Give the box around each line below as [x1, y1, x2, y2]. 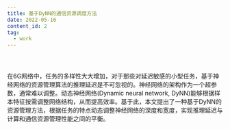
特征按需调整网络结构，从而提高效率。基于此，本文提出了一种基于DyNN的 [12, 98, 222, 106]
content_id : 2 [7, 23, 48, 29]
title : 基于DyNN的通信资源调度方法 [7, 10, 97, 17]
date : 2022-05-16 [7, 16, 57, 23]
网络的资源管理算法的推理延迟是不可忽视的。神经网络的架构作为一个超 [12, 81, 211, 89]
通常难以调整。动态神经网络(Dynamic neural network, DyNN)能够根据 [18, 89, 215, 98]
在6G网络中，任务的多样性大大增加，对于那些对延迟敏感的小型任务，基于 [7, 72, 214, 81]
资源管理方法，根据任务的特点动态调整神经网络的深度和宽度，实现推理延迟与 [7, 106, 223, 115]
